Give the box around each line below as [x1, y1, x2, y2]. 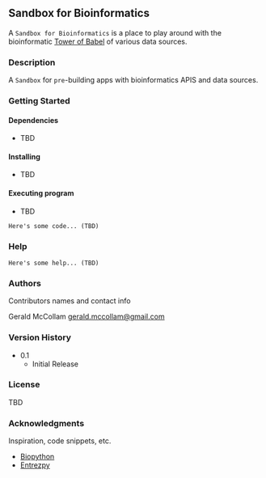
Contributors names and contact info [8, 296, 131, 306]
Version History [8, 332, 71, 343]
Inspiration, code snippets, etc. [8, 436, 112, 446]
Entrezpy [19, 460, 50, 470]
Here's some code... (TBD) [8, 222, 99, 230]
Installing [8, 151, 40, 161]
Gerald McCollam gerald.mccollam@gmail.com [8, 311, 165, 322]
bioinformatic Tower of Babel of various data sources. [8, 36, 188, 46]
